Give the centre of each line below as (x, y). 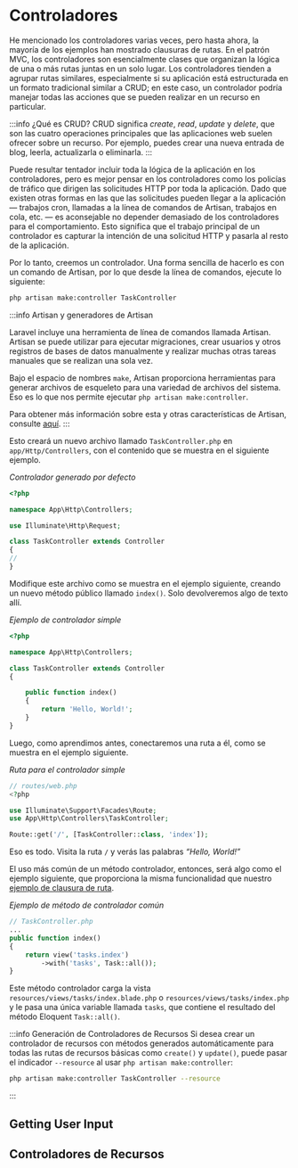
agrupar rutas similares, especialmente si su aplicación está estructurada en (149, 78)
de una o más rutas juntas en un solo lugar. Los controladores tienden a (141, 69)
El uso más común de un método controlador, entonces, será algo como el (145, 869)
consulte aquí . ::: (40, 424)
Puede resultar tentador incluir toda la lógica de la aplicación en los (133, 169)
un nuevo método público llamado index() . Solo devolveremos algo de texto (149, 593)
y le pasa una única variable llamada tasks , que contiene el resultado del (142, 1008)
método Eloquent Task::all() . (64, 1016)
